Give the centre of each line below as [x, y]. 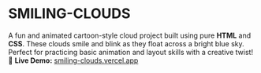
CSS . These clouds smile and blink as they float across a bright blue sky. [126, 43]
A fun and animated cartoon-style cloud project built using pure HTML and [130, 35]
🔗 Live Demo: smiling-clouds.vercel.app [73, 60]
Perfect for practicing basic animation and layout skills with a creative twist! [131, 52]
